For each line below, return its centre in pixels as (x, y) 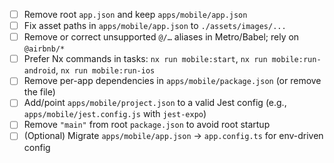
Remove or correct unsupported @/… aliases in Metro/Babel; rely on (161, 37)
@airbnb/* (44, 49)
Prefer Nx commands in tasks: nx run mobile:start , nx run (145, 59)
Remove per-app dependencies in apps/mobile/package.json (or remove (172, 81)
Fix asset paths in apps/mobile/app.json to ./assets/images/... (155, 26)
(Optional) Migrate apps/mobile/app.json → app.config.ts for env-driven (173, 136)
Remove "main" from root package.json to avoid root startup (147, 125)
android (39, 71)
